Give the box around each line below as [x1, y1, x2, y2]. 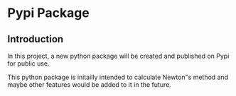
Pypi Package [7, 5, 90, 21]
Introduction [7, 33, 64, 45]
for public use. [7, 59, 50, 68]
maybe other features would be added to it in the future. [7, 80, 172, 89]
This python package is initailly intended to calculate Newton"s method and [7, 73, 229, 81]
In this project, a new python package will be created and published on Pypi [7, 52, 230, 60]
